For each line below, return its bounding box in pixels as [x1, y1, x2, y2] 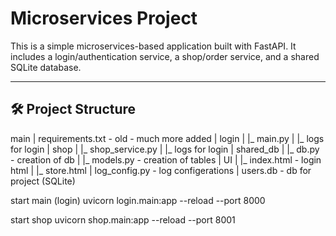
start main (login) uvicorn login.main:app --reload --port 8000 [10, 194, 266, 206]
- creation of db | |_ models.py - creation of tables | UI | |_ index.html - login [10, 153, 322, 166]
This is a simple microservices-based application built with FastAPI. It [10, 40, 297, 52]
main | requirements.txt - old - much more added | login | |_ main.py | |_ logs [10, 132, 325, 144]
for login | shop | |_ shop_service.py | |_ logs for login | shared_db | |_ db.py [10, 143, 320, 155]
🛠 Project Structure [10, 101, 137, 118]
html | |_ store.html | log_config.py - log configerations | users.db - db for [10, 164, 312, 176]
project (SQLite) [10, 175, 76, 187]
